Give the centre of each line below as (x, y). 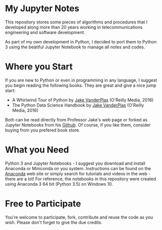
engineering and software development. (45, 32)
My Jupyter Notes (42, 9)
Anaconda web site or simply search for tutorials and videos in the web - (78, 173)
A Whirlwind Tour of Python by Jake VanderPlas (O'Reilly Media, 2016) (83, 100)
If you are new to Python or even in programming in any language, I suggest (81, 80)
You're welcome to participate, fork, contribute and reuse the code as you (79, 217)
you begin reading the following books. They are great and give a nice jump (81, 85)
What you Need (37, 150)
